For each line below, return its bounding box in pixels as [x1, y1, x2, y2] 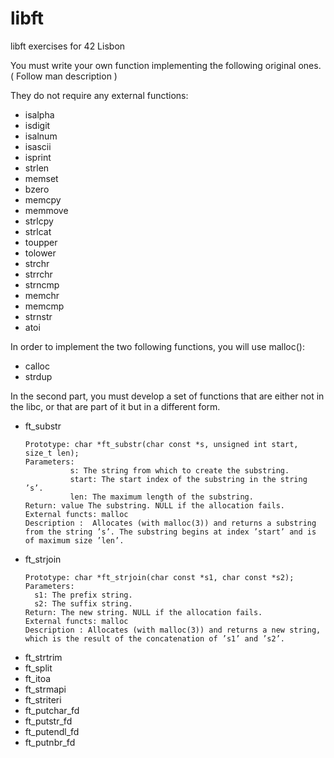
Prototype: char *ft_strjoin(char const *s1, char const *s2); [24, 572, 295, 582]
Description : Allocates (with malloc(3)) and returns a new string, [24, 625, 322, 635]
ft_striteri [24, 693, 62, 706]
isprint [24, 151, 52, 163]
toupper [24, 236, 58, 248]
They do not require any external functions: [10, 89, 189, 101]
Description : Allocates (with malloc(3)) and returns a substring [24, 518, 317, 528]
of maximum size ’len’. [24, 535, 125, 546]
